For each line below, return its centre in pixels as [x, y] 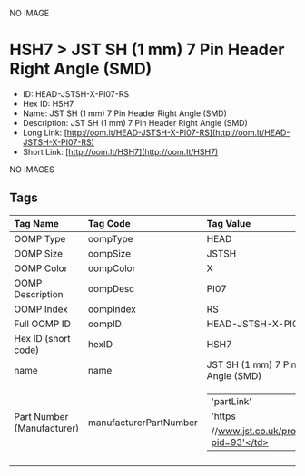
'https [223, 416]
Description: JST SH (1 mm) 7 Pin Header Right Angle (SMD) [135, 122]
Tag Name [36, 223]
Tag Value [229, 223]
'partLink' [231, 401]
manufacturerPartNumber [143, 423]
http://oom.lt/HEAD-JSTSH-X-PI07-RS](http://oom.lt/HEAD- [178, 132]
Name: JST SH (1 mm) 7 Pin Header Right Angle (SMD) [124, 113]
